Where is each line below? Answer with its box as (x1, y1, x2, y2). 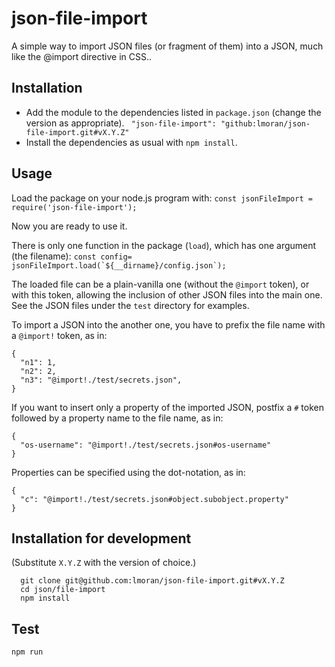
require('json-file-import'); (11, 202, 138, 212)
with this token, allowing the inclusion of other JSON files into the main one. (11, 288, 323, 301)
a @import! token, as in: (11, 329, 108, 341)
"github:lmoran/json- (220, 118, 311, 129)
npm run (11, 647, 44, 657)
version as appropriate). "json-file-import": (25, 117, 217, 129)
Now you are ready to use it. (11, 220, 128, 232)
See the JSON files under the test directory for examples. (11, 299, 250, 311)
